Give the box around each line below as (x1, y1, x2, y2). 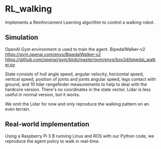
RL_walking (5, 3, 52, 15)
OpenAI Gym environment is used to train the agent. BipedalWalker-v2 (5, 46, 145, 52)
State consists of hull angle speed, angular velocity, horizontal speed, (5, 71, 144, 77)
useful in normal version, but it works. (5, 91, 80, 97)
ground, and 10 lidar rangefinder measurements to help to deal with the (5, 81, 147, 87)
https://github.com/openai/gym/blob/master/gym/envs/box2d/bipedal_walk (5, 57, 156, 62)
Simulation (5, 33, 38, 42)
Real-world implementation (5, 120, 90, 129)
